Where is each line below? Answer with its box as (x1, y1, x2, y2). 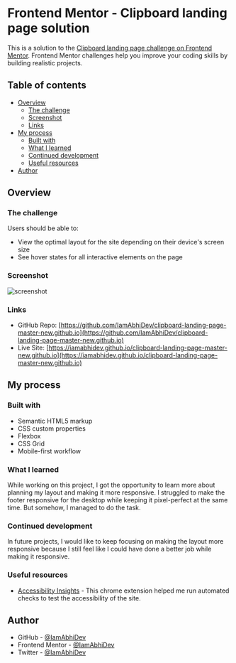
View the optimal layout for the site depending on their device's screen (17, 238, 225, 247)
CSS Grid (17, 439, 45, 448)
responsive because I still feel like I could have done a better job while (7, 545, 212, 554)
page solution (7, 20, 90, 36)
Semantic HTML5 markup (17, 416, 93, 425)
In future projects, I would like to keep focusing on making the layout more (7, 537, 224, 546)
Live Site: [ (17, 343, 49, 352)
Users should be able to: (7, 224, 79, 232)
